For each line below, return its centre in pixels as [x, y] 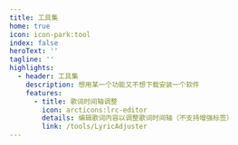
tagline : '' [32, 59]
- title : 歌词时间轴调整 [75, 101]
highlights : [32, 68]
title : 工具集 [34, 18]
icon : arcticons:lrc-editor [95, 110]
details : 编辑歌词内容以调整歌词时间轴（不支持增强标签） [138, 118]
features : [44, 93]
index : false [34, 43]
